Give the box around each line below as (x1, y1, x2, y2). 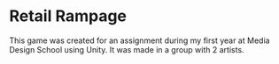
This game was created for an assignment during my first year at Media (9, 35, 270, 46)
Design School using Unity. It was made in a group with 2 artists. (9, 44, 245, 54)
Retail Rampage (9, 6, 127, 26)
